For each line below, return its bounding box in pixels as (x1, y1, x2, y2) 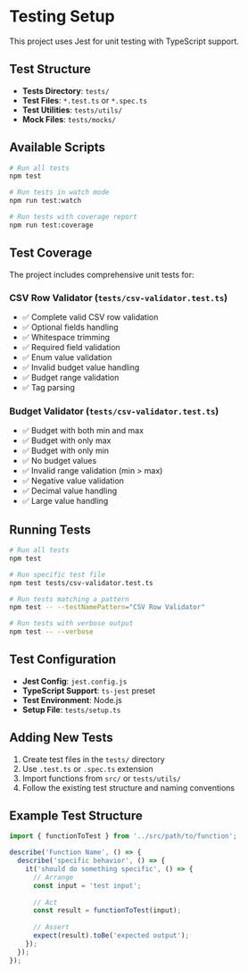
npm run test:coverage (9, 221, 94, 230)
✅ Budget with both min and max (21, 425, 145, 436)
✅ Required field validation (21, 341, 120, 352)
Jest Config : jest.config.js (21, 675, 128, 686)
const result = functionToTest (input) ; (32, 906, 181, 915)
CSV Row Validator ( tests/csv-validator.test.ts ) (9, 291, 228, 304)
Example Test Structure (9, 809, 143, 824)
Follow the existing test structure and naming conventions (21, 782, 235, 793)
